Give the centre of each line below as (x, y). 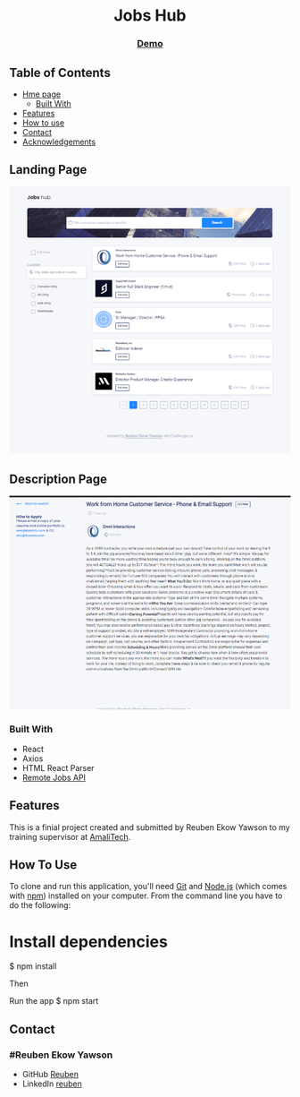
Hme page (41, 94)
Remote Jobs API (54, 777)
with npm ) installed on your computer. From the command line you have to (146, 896)
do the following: (40, 905)
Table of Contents (60, 73)
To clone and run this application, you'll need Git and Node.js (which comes (148, 887)
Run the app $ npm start (54, 1001)
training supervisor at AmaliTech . (70, 836)
